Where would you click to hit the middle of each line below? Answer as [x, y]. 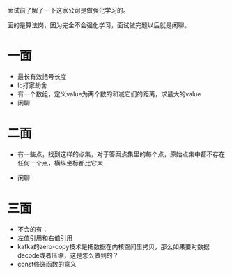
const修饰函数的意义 [47, 264]
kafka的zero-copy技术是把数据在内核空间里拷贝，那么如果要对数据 [114, 246]
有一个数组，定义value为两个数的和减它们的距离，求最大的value [109, 94]
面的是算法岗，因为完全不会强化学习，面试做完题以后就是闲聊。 [99, 25]
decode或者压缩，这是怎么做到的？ [68, 255]
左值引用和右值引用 [45, 238]
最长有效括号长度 [42, 76]
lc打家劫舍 [32, 85]
